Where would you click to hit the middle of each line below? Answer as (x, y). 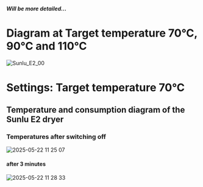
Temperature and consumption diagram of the (96, 110)
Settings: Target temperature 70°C (95, 87)
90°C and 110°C (47, 46)
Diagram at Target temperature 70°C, (102, 33)
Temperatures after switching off (56, 137)
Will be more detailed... (37, 9)
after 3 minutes (26, 164)
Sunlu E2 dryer (35, 120)
